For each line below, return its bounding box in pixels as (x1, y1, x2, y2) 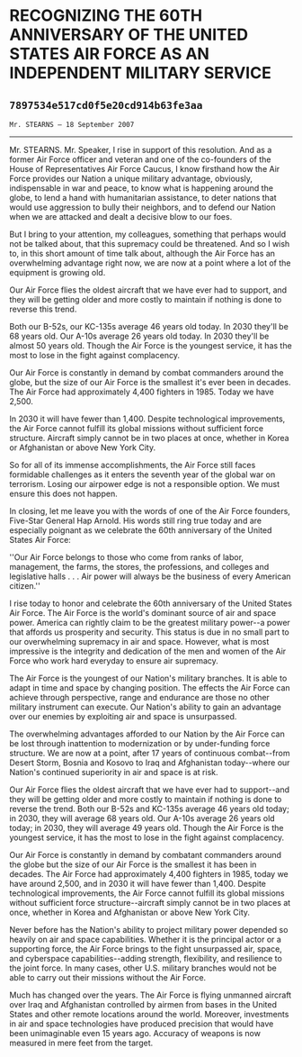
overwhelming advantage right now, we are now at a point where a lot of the (9, 257, 291, 268)
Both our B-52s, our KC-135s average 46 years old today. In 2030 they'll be (9, 321, 289, 331)
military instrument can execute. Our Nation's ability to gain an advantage (9, 701, 281, 712)
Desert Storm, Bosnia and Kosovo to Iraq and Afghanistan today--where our (9, 757, 290, 768)
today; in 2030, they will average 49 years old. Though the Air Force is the (9, 823, 284, 833)
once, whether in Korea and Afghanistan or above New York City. (9, 907, 250, 917)
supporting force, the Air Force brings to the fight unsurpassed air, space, (9, 944, 283, 954)
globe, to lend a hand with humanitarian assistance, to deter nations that (9, 193, 277, 203)
